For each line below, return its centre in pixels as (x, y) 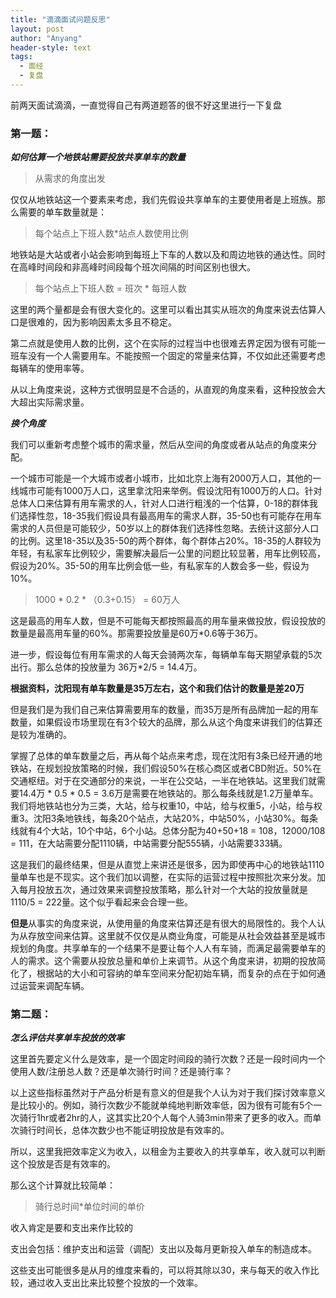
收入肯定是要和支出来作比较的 (71, 1228)
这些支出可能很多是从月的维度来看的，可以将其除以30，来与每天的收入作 (160, 1270)
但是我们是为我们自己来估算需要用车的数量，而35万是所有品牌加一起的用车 (164, 710)
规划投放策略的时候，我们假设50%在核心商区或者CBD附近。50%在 (183, 768)
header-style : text (51, 47)
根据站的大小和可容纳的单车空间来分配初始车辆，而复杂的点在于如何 (176, 973)
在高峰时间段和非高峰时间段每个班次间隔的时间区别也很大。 (133, 267)
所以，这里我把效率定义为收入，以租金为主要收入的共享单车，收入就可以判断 (168, 1152)
